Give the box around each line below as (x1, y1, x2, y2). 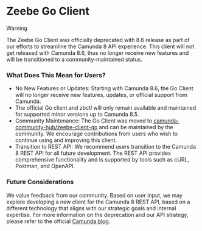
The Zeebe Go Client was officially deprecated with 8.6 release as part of (6, 36, 190, 43)
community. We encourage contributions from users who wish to (15, 130, 178, 138)
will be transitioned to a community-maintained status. (6, 55, 143, 63)
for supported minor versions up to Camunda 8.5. (15, 111, 139, 118)
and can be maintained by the (99, 124, 173, 131)
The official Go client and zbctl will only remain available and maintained (15, 104, 197, 112)
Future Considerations (6, 178, 74, 187)
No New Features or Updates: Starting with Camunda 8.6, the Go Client (15, 85, 193, 92)
